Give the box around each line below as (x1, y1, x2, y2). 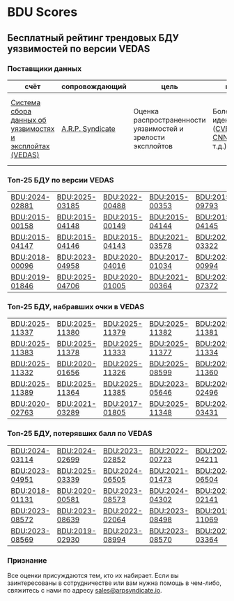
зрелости (133, 132, 165, 142)
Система (10, 97, 41, 107)
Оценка (133, 106, 159, 116)
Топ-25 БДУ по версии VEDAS (7, 175, 114, 185)
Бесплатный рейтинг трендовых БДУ (7, 32, 179, 44)
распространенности (133, 115, 206, 125)
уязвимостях (10, 123, 55, 133)
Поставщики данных (7, 63, 82, 73)
